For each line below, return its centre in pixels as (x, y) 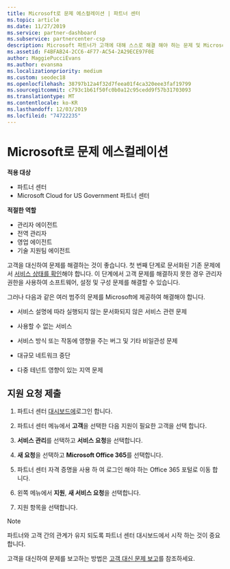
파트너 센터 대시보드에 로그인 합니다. (65, 411)
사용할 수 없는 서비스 (44, 326)
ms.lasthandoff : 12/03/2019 (47, 109)
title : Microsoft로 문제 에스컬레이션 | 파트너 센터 (74, 13)
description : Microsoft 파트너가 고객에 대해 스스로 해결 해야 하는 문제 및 (104, 45)
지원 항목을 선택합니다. (47, 507)
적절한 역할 (22, 210)
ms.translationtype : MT (41, 97)
